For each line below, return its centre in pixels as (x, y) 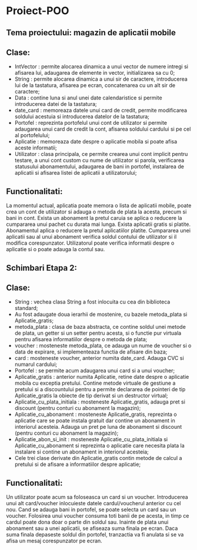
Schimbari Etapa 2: (42, 268)
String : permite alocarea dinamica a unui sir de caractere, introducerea (101, 79)
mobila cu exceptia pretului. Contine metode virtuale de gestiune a (95, 383)
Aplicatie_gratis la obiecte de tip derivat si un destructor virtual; (91, 396)
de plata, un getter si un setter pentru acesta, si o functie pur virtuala (98, 333)
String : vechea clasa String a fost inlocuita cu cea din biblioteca (92, 302)
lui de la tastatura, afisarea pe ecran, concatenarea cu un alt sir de (95, 85)
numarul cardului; (36, 364)
